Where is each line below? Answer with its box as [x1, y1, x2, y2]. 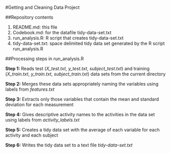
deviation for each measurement [5, 101, 74, 108]
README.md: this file [12, 24, 58, 30]
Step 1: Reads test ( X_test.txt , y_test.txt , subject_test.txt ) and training [5, 66, 150, 71]
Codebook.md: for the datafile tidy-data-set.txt [12, 30, 112, 35]
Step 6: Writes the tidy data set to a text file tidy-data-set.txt [5, 142, 133, 148]
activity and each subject [5, 132, 59, 138]
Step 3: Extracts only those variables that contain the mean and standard [5, 96, 159, 102]
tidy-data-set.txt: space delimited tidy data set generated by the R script [12, 40, 165, 46]
